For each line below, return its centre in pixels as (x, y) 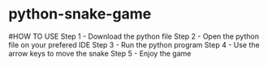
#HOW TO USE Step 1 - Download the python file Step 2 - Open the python (134, 36)
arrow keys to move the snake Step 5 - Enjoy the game (100, 53)
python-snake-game (80, 14)
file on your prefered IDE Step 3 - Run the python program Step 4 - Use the (134, 44)
